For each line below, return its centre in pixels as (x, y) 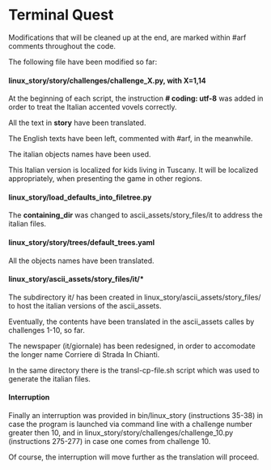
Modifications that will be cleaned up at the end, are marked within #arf (127, 37)
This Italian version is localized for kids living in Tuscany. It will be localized (133, 170)
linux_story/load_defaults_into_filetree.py (80, 197)
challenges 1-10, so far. (47, 330)
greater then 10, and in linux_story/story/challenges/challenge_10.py (121, 433)
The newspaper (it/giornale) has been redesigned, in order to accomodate (132, 346)
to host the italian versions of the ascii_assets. (85, 305)
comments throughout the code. (62, 45)
